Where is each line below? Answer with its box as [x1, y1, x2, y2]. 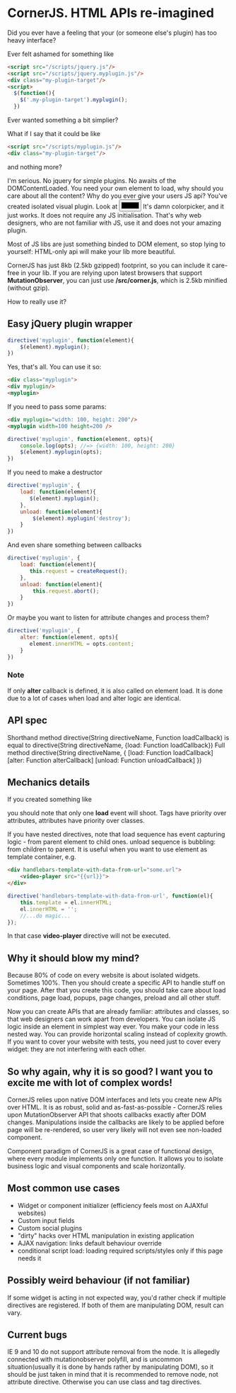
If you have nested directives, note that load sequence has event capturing [7, 830, 225, 839]
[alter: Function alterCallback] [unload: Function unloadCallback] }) [7, 756, 202, 764]
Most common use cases [7, 1182, 120, 1195]
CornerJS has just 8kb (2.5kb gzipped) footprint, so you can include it [7, 261, 211, 269]
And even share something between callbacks [7, 541, 142, 549]
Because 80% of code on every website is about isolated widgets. [7, 971, 200, 980]
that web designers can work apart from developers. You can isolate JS [7, 1015, 216, 1024]
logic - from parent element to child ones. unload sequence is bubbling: [7, 838, 216, 846]
